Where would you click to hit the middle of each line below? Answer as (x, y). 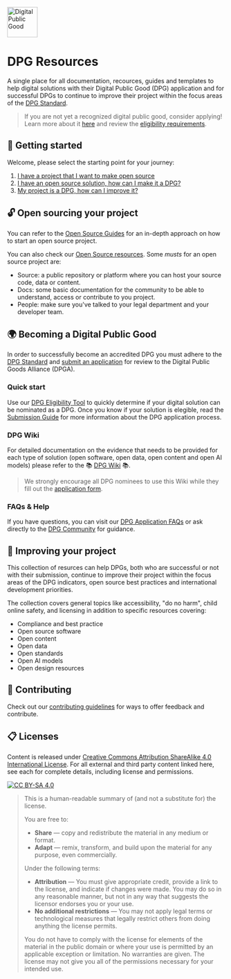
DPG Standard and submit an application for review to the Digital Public (109, 362)
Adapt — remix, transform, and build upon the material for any (123, 847)
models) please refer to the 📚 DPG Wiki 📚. (69, 465)
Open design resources (50, 668)
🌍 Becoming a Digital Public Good (82, 334)
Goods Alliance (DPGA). (41, 369)
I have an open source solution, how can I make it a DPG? (99, 183)
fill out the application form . (63, 488)
